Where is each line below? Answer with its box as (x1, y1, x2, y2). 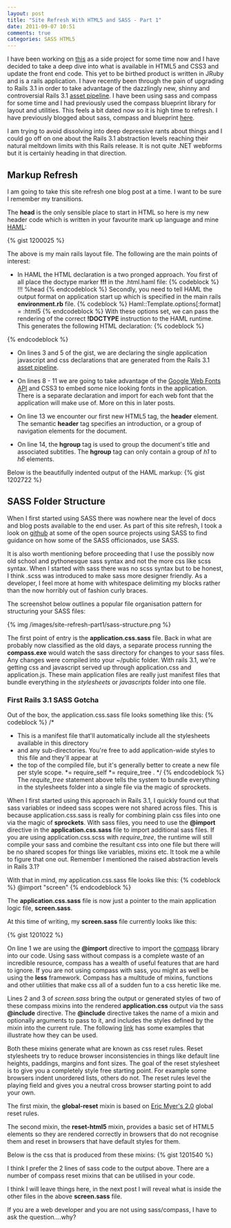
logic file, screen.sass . (7, 904, 73, 913)
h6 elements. (17, 454, 54, 463)
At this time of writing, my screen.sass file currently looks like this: (7, 918, 197, 926)
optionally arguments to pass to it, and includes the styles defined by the (7, 1016, 214, 1025)
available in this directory (17, 739, 89, 747)
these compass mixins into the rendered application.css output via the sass (7, 1002, 224, 1010)
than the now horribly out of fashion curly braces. (7, 586, 148, 595)
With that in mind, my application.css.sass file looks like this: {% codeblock (7, 876, 221, 884)
